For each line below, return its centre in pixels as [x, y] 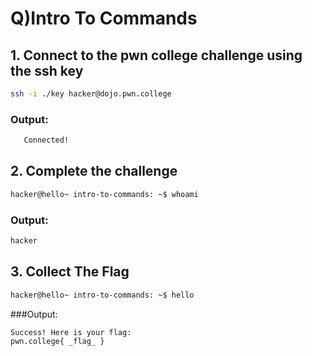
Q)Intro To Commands [104, 18]
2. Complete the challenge [94, 171]
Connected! [46, 140]
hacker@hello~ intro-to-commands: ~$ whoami [104, 194]
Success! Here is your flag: [71, 332]
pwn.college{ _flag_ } [57, 342]
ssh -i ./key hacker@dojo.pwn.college [91, 94]
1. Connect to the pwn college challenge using [156, 55]
